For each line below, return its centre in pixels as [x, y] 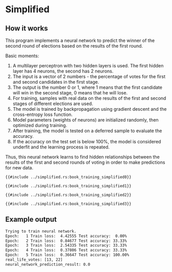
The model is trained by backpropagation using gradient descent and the [90, 109]
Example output [31, 220]
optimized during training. [40, 125]
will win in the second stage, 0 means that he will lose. [70, 93]
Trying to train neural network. [41, 231]
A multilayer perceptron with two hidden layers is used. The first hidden [88, 66]
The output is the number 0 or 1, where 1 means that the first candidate [88, 87]
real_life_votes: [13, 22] [34, 260]
